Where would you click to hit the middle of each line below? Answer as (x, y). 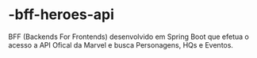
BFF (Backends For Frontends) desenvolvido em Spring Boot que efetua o (129, 37)
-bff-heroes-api (61, 15)
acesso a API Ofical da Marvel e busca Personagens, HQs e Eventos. (121, 44)
